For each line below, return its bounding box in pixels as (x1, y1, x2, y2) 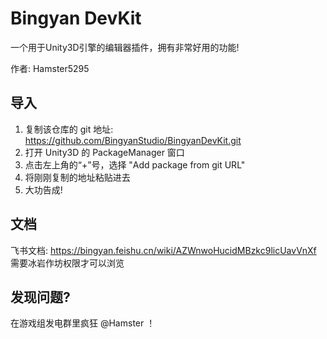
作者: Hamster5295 (10, 62, 90, 74)
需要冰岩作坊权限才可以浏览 (10, 257, 125, 269)
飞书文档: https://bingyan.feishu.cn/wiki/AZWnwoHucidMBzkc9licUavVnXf (10, 244, 317, 256)
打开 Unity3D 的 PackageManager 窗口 (24, 146, 185, 158)
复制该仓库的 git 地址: (24, 123, 114, 135)
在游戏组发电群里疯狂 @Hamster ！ (10, 317, 156, 329)
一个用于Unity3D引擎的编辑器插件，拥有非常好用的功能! (10, 41, 240, 53)
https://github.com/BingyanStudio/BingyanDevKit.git (24, 134, 242, 146)
